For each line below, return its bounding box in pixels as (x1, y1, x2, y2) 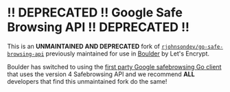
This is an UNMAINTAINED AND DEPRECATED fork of (7, 42, 160, 50)
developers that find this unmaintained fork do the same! (7, 77, 168, 85)
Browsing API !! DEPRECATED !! (7, 19, 190, 35)
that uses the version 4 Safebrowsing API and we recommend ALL (7, 70, 195, 78)
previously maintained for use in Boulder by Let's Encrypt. (45, 49, 209, 58)
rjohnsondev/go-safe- (161, 43, 223, 50)
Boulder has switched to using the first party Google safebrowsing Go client (7, 62, 222, 71)
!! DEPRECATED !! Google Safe (7, 5, 183, 21)
